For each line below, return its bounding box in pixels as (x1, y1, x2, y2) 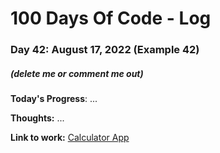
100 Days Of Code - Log (10, 7, 212, 30)
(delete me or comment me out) (10, 67, 144, 79)
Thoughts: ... (10, 112, 65, 124)
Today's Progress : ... (10, 93, 98, 105)
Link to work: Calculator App (10, 132, 130, 144)
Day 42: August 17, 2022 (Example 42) (10, 43, 200, 57)
